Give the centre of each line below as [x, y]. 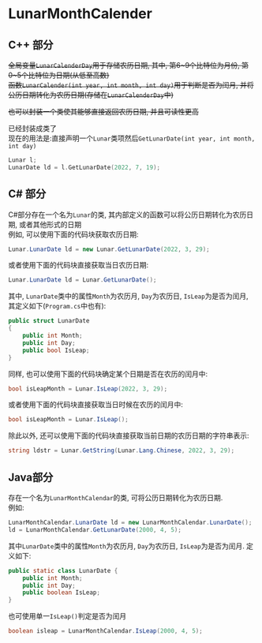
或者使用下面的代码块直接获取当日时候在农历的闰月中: [96, 405]
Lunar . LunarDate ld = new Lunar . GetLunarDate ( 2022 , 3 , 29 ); [109, 249]
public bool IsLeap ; [56, 350]
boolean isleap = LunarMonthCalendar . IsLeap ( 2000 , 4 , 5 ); [105, 631]
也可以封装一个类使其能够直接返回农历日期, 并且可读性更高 [103, 112]
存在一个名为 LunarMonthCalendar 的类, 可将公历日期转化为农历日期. [116, 497]
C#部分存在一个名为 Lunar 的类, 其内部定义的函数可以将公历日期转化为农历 [127, 215]
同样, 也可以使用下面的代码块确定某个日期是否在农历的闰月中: [108, 374]
